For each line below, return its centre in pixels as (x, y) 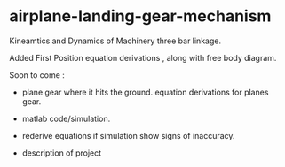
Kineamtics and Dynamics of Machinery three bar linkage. (115, 41)
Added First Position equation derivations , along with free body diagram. (143, 57)
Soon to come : (37, 75)
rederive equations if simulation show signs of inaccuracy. (128, 135)
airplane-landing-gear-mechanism (140, 16)
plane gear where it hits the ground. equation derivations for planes (145, 92)
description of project (62, 153)
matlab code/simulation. (66, 118)
